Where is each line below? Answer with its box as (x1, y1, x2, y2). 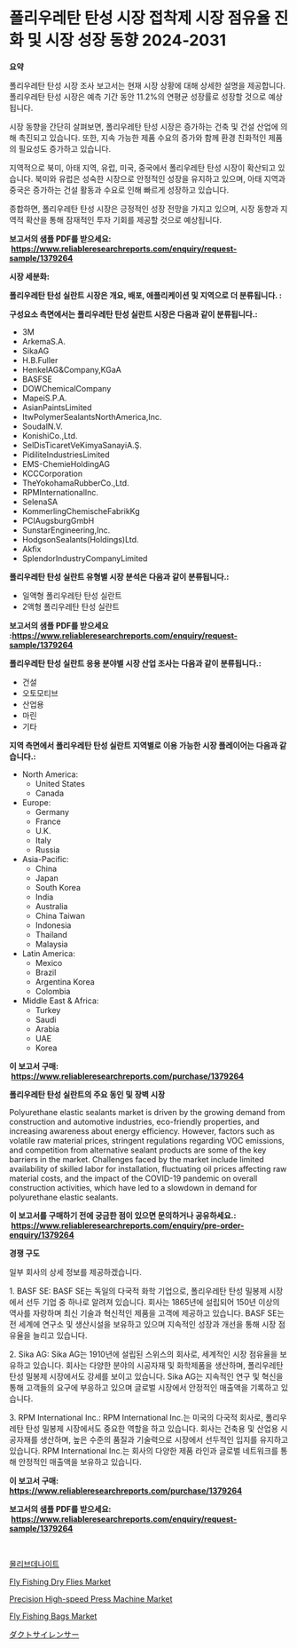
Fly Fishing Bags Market (9, 1611, 98, 1621)
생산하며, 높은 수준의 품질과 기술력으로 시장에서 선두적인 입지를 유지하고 (39, 1434, 289, 1445)
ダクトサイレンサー (9, 1628, 80, 1639)
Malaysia (35, 939, 68, 949)
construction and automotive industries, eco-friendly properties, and (9, 1116, 260, 1127)
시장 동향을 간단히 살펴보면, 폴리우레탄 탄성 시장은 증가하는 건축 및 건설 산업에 (9, 121, 279, 131)
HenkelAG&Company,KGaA (21, 364, 121, 375)
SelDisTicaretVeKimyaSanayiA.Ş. (21, 440, 142, 450)
